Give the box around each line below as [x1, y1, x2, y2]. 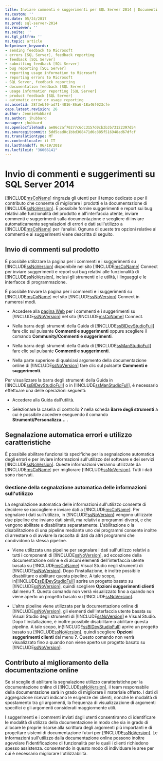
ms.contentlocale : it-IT [5, 138, 55, 144]
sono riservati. [5, 472, 34, 478]
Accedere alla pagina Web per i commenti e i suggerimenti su [12, 308, 136, 314]
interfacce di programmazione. [5, 279, 67, 285]
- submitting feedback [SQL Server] [5, 61, 79, 66]
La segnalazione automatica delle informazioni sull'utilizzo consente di [5, 501, 146, 507]
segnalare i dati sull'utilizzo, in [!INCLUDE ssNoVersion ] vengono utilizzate [5, 512, 153, 517]
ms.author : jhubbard [5, 115, 47, 121]
